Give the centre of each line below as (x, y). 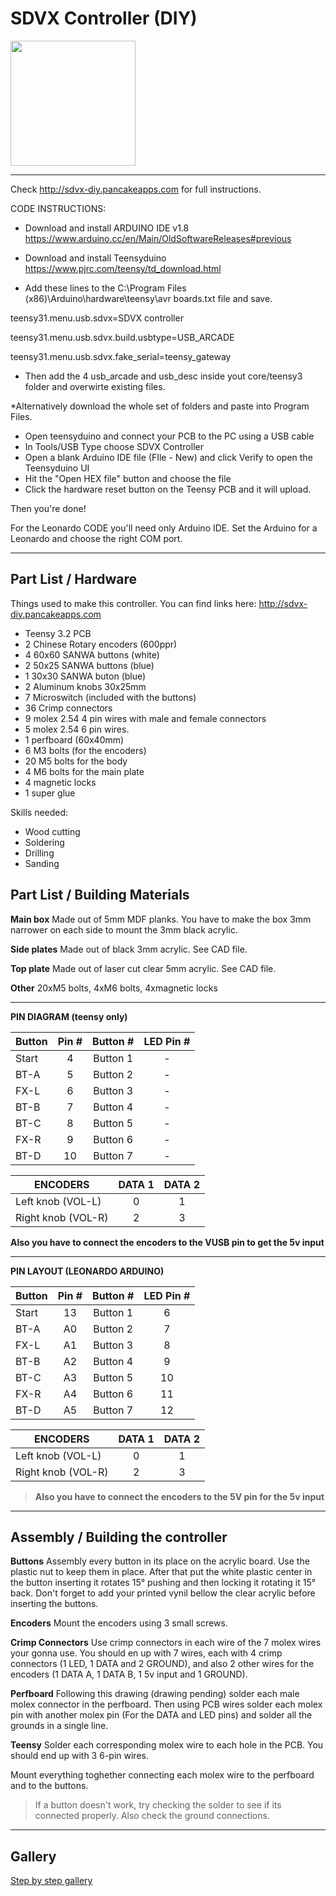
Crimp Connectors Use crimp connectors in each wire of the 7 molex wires (166, 1643)
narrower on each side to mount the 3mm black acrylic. (124, 929)
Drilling (39, 853)
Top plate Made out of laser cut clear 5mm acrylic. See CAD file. (143, 968)
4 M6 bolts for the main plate (84, 771)
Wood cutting (52, 831)
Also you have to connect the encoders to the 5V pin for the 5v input (179, 1496)
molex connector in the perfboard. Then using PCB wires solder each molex (166, 1704)
